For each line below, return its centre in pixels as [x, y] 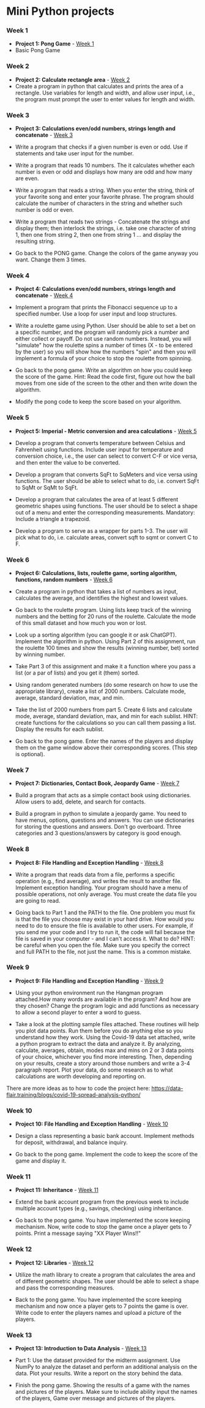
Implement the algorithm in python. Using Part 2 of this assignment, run [105, 641]
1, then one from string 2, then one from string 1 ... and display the [98, 235]
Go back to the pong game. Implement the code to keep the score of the [106, 1155]
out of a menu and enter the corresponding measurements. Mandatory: [105, 512]
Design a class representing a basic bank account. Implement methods [105, 1136]
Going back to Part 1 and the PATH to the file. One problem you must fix [105, 912]
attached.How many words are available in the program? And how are [103, 999]
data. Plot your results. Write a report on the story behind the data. [99, 1374]
